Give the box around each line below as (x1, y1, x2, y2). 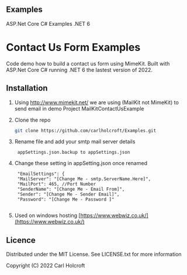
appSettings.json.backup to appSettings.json (17, 149, 130, 156)
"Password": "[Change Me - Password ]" (17, 197, 115, 202)
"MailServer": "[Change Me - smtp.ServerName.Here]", (17, 176, 151, 182)
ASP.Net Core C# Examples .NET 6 (6, 20, 91, 27)
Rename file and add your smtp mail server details (14, 138, 136, 145)
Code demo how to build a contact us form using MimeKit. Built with (6, 60, 170, 67)
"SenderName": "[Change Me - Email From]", (17, 187, 125, 192)
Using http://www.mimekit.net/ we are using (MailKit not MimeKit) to (14, 99, 179, 106)
